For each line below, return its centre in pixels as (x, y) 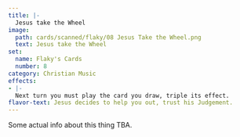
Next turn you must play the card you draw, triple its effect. (122, 96)
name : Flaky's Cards (49, 59)
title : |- (24, 15)
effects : (22, 81)
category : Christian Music (52, 74)
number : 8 (31, 67)
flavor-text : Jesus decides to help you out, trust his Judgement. (121, 103)
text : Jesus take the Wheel (61, 45)
